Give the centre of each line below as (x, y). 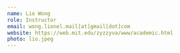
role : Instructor (32, 20)
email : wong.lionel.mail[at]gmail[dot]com (69, 26)
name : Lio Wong (29, 13)
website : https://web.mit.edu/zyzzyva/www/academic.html (90, 33)
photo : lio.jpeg (30, 39)
